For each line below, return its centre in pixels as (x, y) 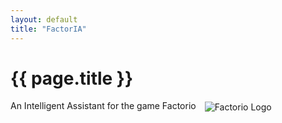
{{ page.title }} (72, 78)
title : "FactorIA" (48, 29)
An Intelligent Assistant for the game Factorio (103, 106)
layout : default (44, 19)
